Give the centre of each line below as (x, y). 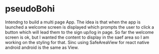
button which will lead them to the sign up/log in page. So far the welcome (79, 32)
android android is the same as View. (42, 47)
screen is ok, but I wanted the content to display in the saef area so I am (77, 37)
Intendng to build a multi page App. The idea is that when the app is (73, 22)
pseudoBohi (30, 9)
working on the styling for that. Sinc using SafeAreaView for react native (77, 42)
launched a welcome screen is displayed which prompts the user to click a (79, 27)
